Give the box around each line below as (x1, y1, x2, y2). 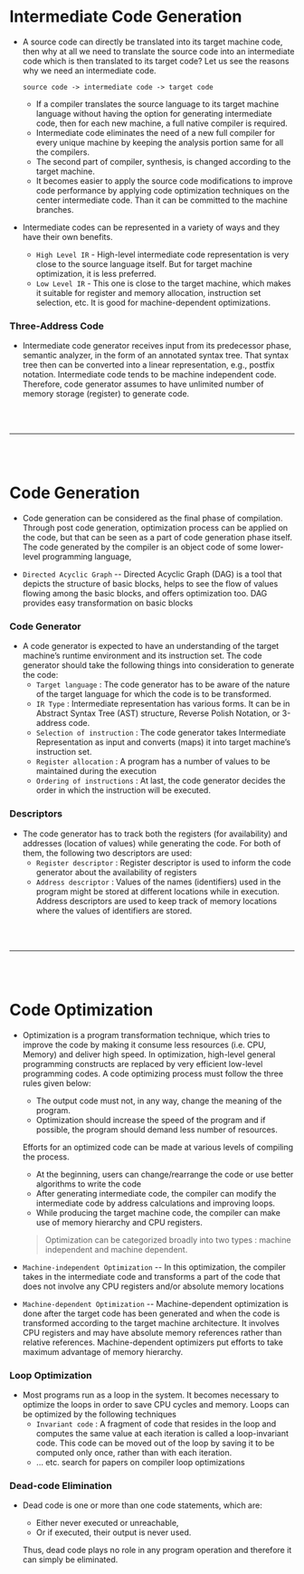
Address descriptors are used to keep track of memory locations (35, 895, 278, 906)
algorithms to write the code (35, 1178, 142, 1189)
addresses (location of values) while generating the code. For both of (22, 837, 281, 848)
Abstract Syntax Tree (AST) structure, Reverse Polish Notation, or (35, 708, 280, 719)
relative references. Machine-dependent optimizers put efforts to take (22, 1337, 283, 1348)
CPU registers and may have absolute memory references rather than (22, 1327, 282, 1338)
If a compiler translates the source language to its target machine (35, 98, 280, 110)
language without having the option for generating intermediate (35, 108, 272, 119)
